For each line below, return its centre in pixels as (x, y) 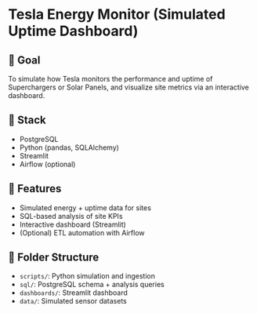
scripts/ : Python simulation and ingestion (87, 276)
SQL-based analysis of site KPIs (71, 216)
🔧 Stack (27, 120)
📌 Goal (24, 60)
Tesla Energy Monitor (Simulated (117, 15)
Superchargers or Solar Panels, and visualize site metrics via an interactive (128, 87)
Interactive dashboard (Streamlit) (73, 224)
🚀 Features (35, 189)
